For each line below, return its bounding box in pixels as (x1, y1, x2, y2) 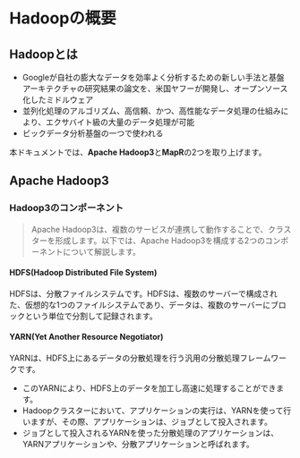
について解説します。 (62, 246, 141, 257)
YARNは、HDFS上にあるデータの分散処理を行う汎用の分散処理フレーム (9, 352, 271, 363)
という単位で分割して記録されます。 (24, 310, 159, 321)
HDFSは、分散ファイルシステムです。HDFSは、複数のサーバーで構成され (9, 288, 278, 299)
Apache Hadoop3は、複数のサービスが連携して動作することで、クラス (30, 224, 292, 234)
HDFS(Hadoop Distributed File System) (9, 267, 158, 278)
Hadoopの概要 (9, 8, 116, 29)
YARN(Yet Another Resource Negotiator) (9, 332, 164, 343)
